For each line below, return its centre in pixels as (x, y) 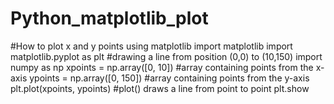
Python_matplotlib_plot (109, 18)
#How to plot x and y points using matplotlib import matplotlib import (151, 46)
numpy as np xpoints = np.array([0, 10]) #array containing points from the (162, 67)
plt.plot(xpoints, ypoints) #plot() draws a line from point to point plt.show (160, 88)
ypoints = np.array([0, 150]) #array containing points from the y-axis (169, 78)
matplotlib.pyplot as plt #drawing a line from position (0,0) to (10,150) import (166, 56)
